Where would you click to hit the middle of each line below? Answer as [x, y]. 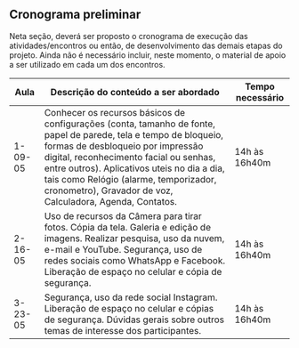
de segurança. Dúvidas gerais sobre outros [134, 320]
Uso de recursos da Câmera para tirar [123, 215]
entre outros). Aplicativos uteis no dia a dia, [134, 168]
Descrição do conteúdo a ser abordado [135, 92]
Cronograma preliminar [75, 15]
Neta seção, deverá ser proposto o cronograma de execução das [129, 36]
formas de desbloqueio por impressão [124, 146]
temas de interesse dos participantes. [123, 330]
